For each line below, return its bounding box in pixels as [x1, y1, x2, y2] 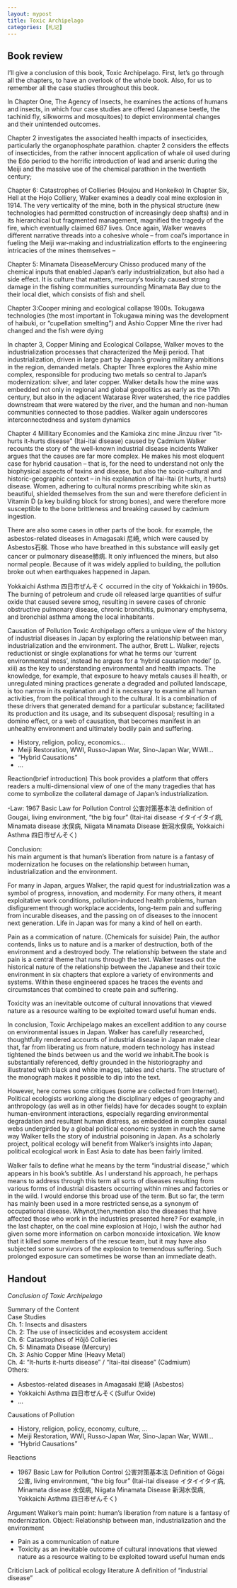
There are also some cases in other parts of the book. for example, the [7, 526, 214, 535]
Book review [7, 50, 64, 62]
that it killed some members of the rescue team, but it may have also [7, 1237, 207, 1246]
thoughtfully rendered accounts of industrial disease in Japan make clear [7, 1036, 221, 1044]
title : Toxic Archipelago [7, 17, 83, 24]
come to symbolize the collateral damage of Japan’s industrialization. [7, 790, 209, 798]
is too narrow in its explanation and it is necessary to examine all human [7, 687, 217, 695]
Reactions [7, 1453, 37, 1461]
